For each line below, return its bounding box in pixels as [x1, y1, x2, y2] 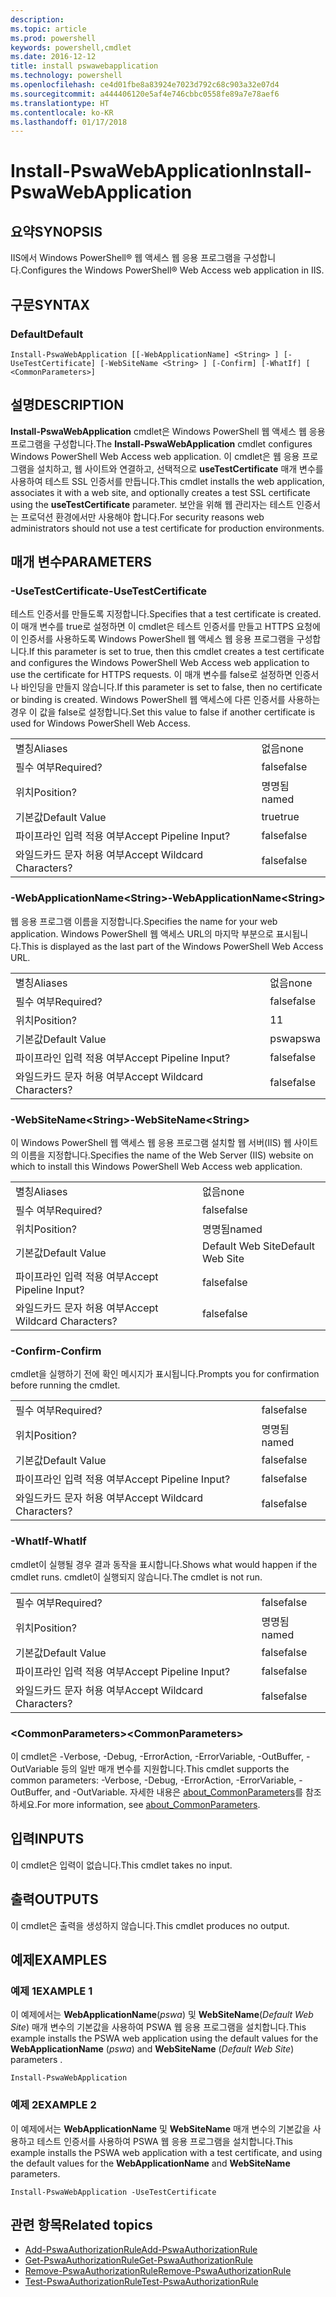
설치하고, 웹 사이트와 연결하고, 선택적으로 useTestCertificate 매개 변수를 [36, 462, 324, 475]
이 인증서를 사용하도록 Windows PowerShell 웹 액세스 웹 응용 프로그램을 [10, 633, 295, 645]
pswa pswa [269, 1031, 321, 1045]
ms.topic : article [10, 24, 87, 34]
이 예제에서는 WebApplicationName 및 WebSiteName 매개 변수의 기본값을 [10, 2122, 311, 2135]
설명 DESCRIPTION [10, 397, 125, 414]
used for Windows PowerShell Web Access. [10, 717, 191, 730]
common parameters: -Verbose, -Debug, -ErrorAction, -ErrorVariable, [10, 1774, 297, 1786]
